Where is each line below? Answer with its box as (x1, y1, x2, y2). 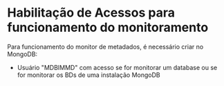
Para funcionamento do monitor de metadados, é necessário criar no (7, 42, 204, 51)
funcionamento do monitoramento (7, 19, 209, 35)
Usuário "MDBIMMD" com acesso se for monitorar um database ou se (17, 63, 218, 71)
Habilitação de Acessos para (7, 5, 175, 21)
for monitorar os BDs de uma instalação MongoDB (17, 71, 160, 79)
